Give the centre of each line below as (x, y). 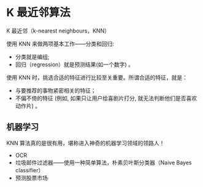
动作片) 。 (28, 105)
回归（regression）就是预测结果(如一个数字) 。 (74, 64)
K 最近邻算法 (38, 13)
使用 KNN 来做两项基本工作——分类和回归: (60, 44)
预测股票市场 (31, 178)
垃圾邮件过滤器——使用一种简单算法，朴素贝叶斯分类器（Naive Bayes (103, 162)
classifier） (29, 170)
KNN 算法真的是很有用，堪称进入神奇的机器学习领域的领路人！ (86, 143)
